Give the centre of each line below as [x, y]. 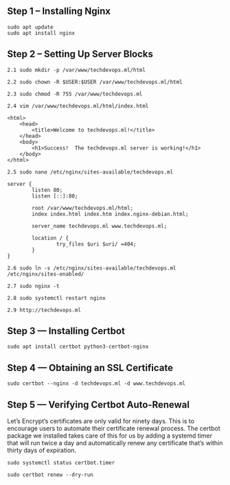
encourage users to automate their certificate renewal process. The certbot [114, 429]
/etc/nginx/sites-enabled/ [46, 274]
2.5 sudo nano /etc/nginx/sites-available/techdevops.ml [90, 172]
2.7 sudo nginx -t [33, 286]
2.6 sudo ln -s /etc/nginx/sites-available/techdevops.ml [92, 268]
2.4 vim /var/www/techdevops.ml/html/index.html [78, 106]
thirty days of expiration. [42, 450]
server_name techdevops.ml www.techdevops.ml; [100, 226]
